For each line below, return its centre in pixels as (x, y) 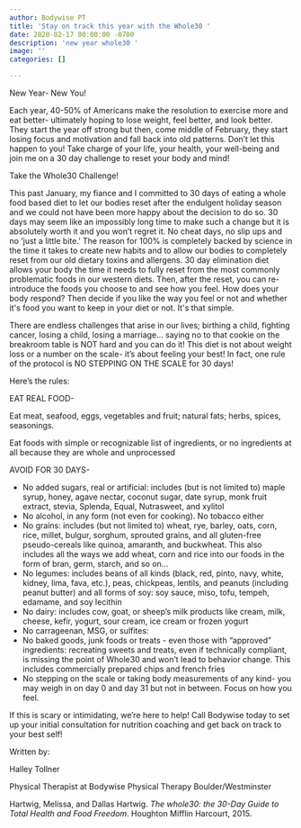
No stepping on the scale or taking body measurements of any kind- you (157, 679)
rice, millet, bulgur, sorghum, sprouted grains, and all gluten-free (142, 535)
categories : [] (38, 59)
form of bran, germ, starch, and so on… (95, 564)
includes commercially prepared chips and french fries (124, 669)
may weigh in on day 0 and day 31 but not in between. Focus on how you (157, 688)
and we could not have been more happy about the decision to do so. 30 (144, 212)
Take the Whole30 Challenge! (64, 175)
